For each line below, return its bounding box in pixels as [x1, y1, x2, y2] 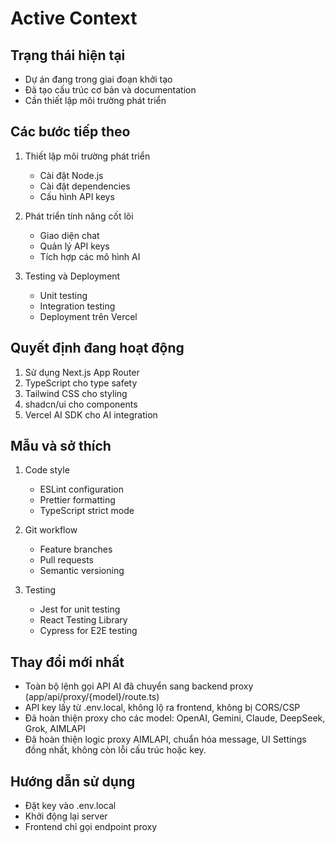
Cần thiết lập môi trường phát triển [24, 95, 167, 106]
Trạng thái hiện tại [10, 47, 126, 64]
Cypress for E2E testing [39, 625, 138, 637]
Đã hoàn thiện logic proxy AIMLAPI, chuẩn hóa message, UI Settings [24, 733, 307, 746]
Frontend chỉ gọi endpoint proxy [24, 821, 158, 833]
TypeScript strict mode [39, 505, 135, 517]
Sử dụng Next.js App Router [24, 366, 140, 378]
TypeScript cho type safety [24, 377, 138, 389]
